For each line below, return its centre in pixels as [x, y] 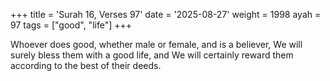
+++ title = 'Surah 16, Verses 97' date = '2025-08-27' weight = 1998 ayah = [166, 14]
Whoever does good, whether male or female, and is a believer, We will [156, 44]
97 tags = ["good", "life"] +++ [71, 25]
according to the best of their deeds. [86, 65]
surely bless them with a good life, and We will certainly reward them [152, 55]
